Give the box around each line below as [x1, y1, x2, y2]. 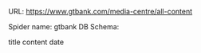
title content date [8, 37, 65, 47]
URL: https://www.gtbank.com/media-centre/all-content [8, 7, 193, 16]
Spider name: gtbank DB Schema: [8, 22, 120, 31]
